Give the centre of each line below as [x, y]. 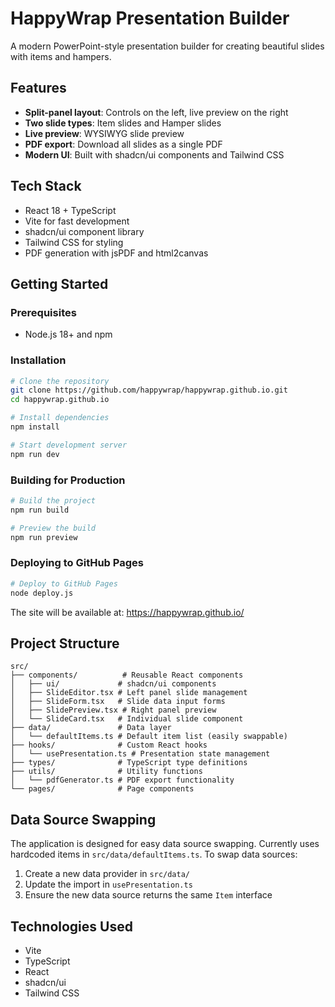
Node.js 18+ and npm [68, 334]
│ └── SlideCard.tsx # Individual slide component [127, 719]
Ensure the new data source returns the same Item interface [148, 895]
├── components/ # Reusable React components [127, 675]
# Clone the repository [60, 381]
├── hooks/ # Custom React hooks [109, 745]
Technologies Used [71, 926]
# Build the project [53, 500]
